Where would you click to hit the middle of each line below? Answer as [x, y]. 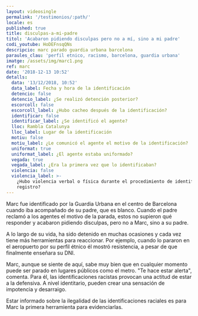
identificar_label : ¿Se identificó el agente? [70, 121]
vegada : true [27, 160]
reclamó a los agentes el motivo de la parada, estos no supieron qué [89, 216]
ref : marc [18, 66]
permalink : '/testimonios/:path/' [49, 17]
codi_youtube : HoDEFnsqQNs [39, 45]
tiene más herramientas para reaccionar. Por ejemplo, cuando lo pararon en [98, 240]
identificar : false [35, 116]
